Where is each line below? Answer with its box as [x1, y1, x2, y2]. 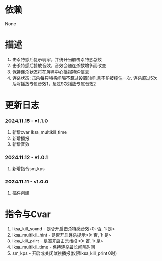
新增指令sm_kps [12, 165, 45, 171]
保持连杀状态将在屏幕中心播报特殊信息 [12, 69, 89, 75]
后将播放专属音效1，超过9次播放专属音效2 [12, 81, 96, 87]
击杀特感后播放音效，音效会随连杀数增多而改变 [12, 62, 106, 68]
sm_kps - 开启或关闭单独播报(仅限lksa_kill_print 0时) [12, 250, 117, 256]
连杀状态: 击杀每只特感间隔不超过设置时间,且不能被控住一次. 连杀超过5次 [12, 75, 158, 80]
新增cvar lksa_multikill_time [12, 129, 67, 135]
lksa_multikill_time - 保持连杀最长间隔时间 [12, 244, 96, 250]
